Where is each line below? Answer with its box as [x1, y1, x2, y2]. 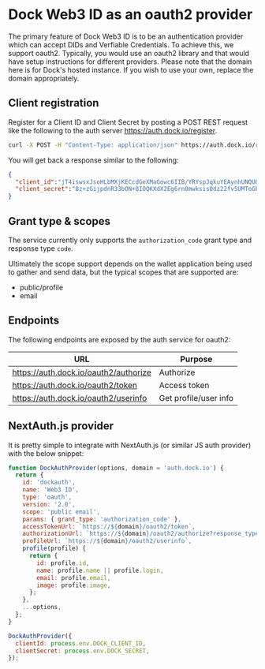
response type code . [8, 243, 73, 253]
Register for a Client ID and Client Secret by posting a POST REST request [8, 117, 248, 127]
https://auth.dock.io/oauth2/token [12, 379, 138, 391]
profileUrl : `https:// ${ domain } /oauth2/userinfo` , [22, 537, 192, 545]
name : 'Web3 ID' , [22, 486, 80, 494]
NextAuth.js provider [8, 420, 114, 433]
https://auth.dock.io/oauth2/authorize [12, 367, 152, 378]
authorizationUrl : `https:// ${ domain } [22, 530, 150, 538]
